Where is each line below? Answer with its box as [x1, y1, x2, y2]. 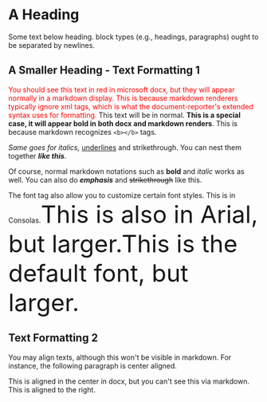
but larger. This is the [8, 228, 238, 258]
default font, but [8, 258, 189, 288]
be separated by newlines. [8, 40, 96, 49]
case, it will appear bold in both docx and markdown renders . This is [8, 118, 238, 128]
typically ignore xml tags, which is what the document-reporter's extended [8, 101, 253, 111]
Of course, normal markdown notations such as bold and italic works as [8, 166, 245, 176]
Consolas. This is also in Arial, [8, 199, 259, 229]
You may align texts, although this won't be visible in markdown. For [8, 353, 232, 362]
